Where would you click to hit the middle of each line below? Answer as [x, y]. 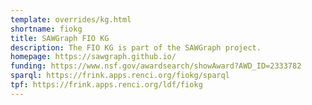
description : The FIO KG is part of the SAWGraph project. [136, 47]
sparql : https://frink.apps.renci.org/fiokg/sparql [120, 76]
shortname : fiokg [46, 29]
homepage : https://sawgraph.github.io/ [93, 57]
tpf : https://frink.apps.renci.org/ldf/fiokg [106, 85]
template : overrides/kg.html [71, 19]
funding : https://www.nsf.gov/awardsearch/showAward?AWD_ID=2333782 [156, 66]
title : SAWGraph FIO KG [60, 38]
